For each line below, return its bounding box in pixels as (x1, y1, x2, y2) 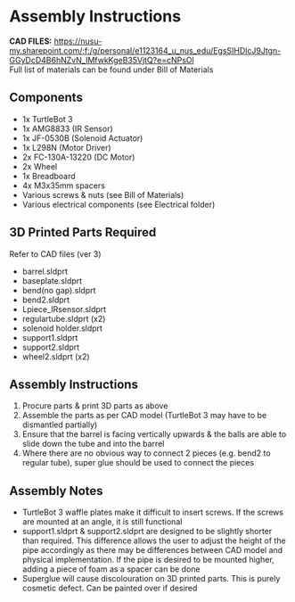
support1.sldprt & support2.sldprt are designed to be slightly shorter (21, 526, 273, 537)
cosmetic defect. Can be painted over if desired (21, 582, 198, 594)
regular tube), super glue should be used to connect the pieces (21, 458, 255, 468)
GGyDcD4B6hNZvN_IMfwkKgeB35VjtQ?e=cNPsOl (9, 54, 194, 65)
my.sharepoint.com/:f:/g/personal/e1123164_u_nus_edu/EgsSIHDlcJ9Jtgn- (9, 45, 282, 55)
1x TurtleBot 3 (21, 113, 73, 124)
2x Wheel (21, 161, 58, 171)
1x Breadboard (21, 170, 76, 181)
